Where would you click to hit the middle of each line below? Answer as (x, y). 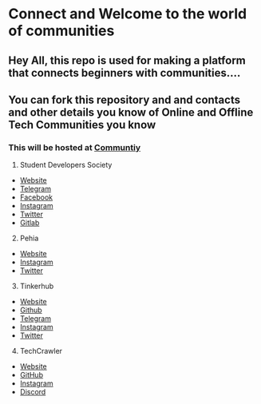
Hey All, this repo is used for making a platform (127, 60)
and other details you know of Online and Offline (131, 112)
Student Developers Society (66, 165)
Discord (33, 392)
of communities (61, 31)
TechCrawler (41, 351)
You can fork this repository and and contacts (125, 99)
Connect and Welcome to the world (128, 14)
